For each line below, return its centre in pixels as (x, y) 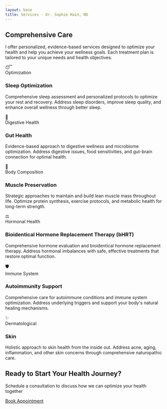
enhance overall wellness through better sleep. (53, 107)
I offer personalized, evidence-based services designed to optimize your (80, 47)
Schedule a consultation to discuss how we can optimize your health (76, 386)
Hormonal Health (23, 222)
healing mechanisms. (27, 308)
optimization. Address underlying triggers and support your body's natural (82, 303)
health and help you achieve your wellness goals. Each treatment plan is (79, 52)
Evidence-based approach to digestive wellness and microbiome (72, 146)
